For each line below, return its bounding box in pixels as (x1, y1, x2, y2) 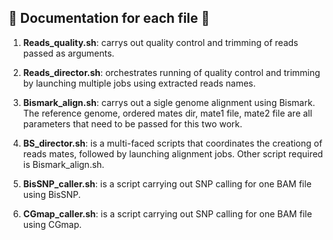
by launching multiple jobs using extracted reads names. (22, 77, 256, 89)
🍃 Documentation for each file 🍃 (8, 10, 211, 27)
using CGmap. (22, 218, 83, 230)
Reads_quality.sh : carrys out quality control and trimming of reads (22, 36, 299, 48)
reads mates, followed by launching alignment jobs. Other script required (22, 147, 324, 160)
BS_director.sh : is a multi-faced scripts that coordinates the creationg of (22, 137, 323, 149)
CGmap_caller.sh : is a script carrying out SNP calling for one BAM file (22, 207, 313, 220)
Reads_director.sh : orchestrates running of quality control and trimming (22, 66, 321, 78)
